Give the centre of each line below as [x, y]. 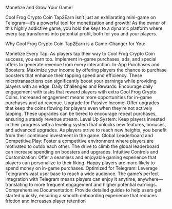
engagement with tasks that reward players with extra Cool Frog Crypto [81, 92]
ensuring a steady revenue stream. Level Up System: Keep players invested [85, 119]
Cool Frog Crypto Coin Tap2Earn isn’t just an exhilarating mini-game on [81, 17]
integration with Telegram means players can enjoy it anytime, [71, 179]
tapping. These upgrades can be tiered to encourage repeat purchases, [81, 113]
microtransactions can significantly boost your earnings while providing [81, 81]
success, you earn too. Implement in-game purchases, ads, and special [81, 59]
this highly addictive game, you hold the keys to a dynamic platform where [84, 28]
